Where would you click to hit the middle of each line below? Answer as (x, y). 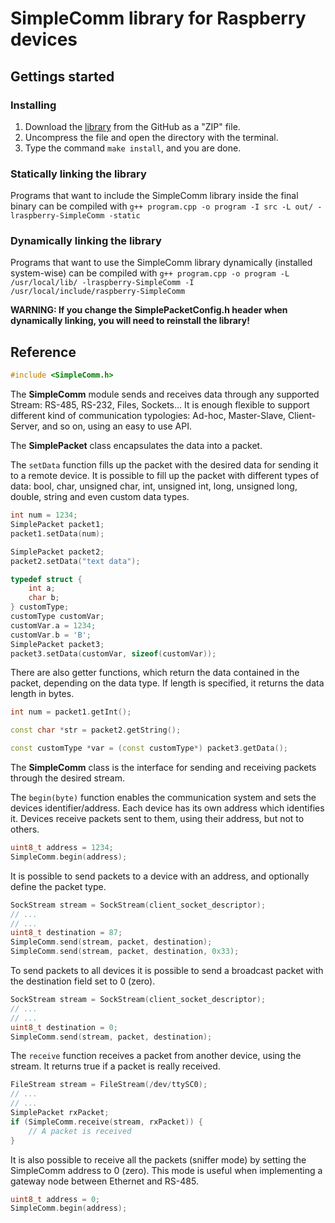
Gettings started (62, 76)
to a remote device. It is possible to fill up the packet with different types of (165, 476)
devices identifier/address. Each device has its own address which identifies (167, 808)
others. (25, 829)
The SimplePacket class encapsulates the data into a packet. (136, 446)
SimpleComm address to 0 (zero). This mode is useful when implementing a (166, 1170)
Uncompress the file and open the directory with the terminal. (151, 137)
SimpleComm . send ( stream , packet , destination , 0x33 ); (125, 952)
